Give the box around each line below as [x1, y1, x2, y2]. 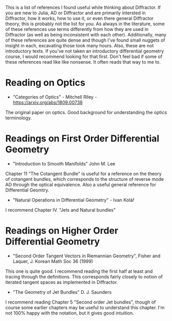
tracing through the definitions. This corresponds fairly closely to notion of [5, 273, 163, 279]
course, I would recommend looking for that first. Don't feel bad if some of [5, 53, 163, 60]
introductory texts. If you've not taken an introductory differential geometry [5, 48, 164, 54]
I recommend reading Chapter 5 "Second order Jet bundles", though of [5, 299, 156, 305]
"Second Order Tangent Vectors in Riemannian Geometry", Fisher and [12, 253, 161, 259]
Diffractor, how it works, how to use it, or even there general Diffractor [5, 15, 154, 21]
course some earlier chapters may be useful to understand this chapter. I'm [5, 304, 165, 310]
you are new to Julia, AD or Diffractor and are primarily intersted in [5, 10, 146, 16]
